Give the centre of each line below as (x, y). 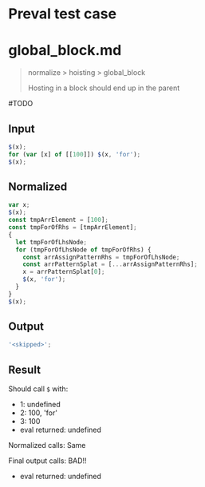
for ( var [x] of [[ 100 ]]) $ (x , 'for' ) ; (75, 154)
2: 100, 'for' (39, 413)
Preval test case (63, 14)
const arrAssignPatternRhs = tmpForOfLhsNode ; (101, 257)
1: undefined (40, 405)
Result (25, 369)
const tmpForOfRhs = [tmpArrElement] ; (73, 228)
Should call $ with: (38, 389)
